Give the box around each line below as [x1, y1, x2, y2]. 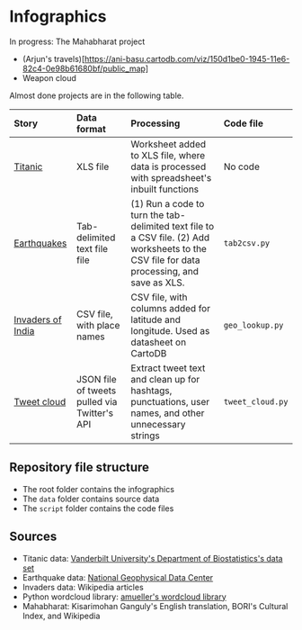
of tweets [75, 384, 117, 397]
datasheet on [130, 336, 187, 348]
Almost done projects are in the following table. [9, 90, 184, 101]
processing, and [130, 265, 200, 277]
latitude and [130, 313, 182, 326]
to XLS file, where [130, 148, 206, 161]
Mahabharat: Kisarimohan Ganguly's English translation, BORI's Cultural [22, 600, 289, 611]
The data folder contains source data [22, 493, 160, 504]
